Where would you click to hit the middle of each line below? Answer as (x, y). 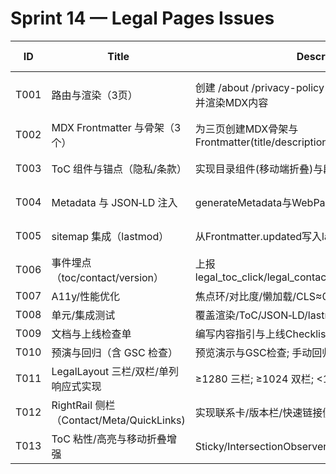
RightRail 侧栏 (83, 405)
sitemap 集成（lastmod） (110, 236)
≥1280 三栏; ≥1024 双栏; (254, 379)
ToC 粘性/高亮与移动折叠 (109, 439)
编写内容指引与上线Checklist (262, 334)
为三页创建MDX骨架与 (246, 129)
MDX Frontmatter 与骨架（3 (116, 127)
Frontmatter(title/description (261, 142)
